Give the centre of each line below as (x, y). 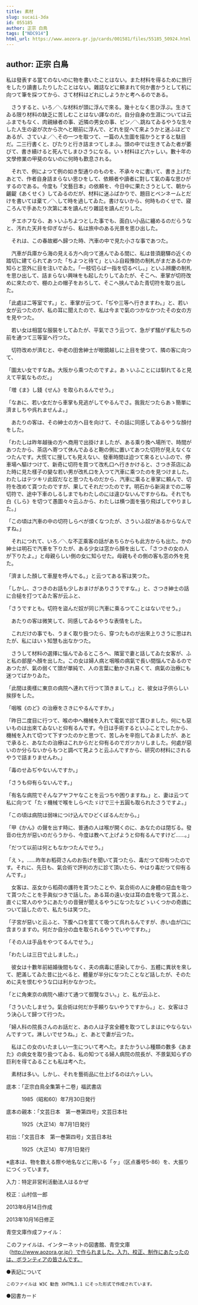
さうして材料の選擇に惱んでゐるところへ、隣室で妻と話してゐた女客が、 (99, 653)
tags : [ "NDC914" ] (27, 34)
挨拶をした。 (22, 695)
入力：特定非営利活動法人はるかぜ (47, 1182)
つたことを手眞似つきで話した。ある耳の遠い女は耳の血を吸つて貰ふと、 (104, 895)
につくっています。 (29, 1169)
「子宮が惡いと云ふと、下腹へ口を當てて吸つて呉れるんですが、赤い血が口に (99, 922)
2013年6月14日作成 (29, 1207)
